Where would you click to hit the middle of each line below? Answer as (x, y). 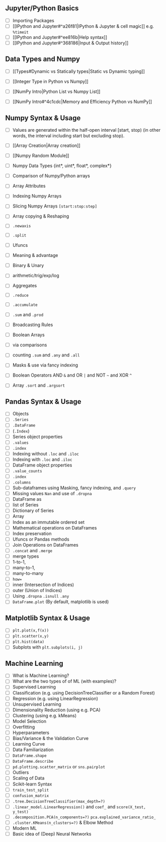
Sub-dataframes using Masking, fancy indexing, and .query (74, 488)
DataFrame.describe (33, 762)
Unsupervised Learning (37, 704)
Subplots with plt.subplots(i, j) (48, 647)
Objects (21, 414)
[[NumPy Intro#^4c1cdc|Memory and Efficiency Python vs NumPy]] (82, 102)
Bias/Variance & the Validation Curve (51, 738)
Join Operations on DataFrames (46, 545)
